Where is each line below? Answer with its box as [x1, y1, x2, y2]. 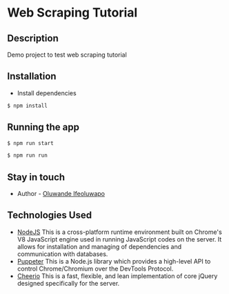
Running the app [7, 121, 79, 133]
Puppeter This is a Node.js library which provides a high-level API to [17, 257, 211, 265]
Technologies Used [7, 209, 92, 222]
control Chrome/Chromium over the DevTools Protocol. [17, 264, 174, 273]
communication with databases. [17, 250, 108, 258]
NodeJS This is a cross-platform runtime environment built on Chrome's [17, 228, 222, 236]
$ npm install [7, 102, 48, 109]
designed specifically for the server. [17, 279, 120, 287]
